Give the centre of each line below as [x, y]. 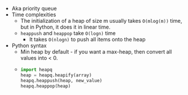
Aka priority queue [34, 8]
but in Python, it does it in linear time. [65, 27]
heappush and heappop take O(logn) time [68, 33]
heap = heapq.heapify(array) [56, 75]
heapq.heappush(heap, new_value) [61, 80]
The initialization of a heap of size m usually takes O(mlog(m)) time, [101, 21]
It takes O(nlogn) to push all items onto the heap [87, 39]
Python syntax [29, 45]
